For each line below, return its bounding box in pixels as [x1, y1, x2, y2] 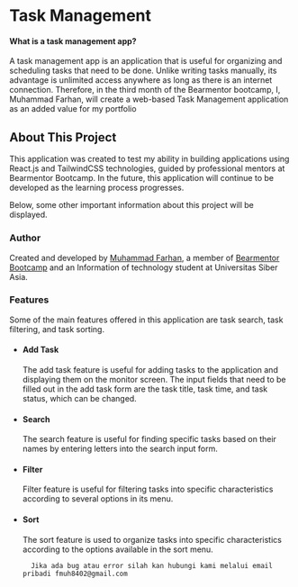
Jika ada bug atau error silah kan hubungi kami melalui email [31, 561, 273, 570]
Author [9, 231, 41, 244]
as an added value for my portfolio [9, 104, 137, 114]
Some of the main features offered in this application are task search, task [9, 314, 284, 325]
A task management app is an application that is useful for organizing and [9, 56, 283, 67]
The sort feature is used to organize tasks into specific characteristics [22, 534, 282, 545]
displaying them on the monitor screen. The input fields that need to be [22, 375, 286, 384]
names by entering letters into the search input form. [22, 443, 218, 455]
